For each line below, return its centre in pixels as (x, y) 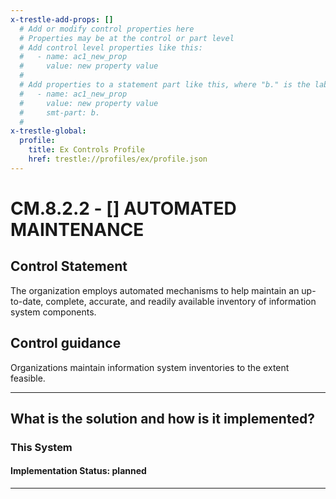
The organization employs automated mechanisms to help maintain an (155, 290)
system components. (53, 312)
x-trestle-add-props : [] (62, 19)
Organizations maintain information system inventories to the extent (150, 367)
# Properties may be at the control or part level (127, 38)
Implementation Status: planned (78, 471)
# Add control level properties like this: (111, 47)
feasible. (28, 378)
